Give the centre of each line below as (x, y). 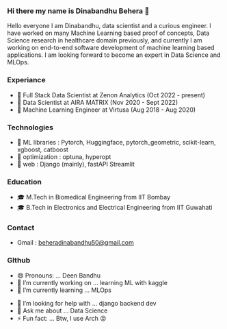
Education (25, 182)
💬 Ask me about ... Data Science (62, 310)
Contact (21, 228)
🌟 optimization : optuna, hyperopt (64, 156)
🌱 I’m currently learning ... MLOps (64, 290)
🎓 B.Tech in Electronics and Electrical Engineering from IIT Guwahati (115, 208)
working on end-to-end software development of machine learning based (111, 48)
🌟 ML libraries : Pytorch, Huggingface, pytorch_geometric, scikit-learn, (117, 142)
